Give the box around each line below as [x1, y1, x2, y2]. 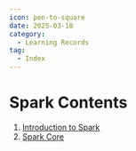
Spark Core [21, 131, 65, 142]
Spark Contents [9, 92, 128, 113]
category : [9, 29, 46, 38]
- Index [17, 54, 46, 63]
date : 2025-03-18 [9, 21, 74, 30]
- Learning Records [17, 37, 90, 47]
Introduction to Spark [21, 122, 100, 132]
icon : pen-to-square [9, 12, 86, 22]
